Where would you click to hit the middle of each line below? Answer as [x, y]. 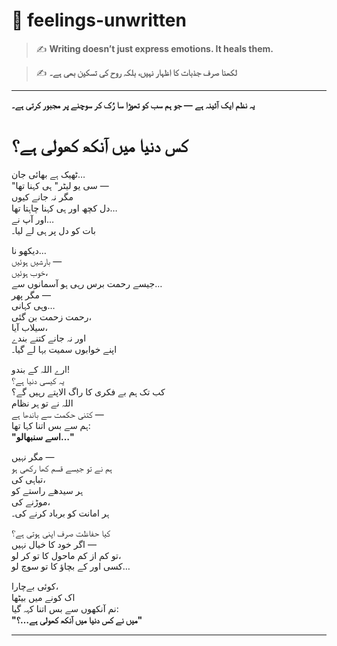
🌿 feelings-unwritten [99, 20]
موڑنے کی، [31, 501]
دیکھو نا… [29, 250]
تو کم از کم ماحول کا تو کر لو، [66, 555]
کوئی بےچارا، [35, 586]
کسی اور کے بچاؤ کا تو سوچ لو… [71, 566]
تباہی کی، [28, 479]
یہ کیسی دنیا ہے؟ [38, 380]
